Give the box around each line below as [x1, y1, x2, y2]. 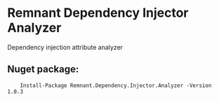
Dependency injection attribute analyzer [7, 43, 124, 51]
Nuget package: [7, 63, 79, 75]
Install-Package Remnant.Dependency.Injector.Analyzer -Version [20, 82, 212, 89]
